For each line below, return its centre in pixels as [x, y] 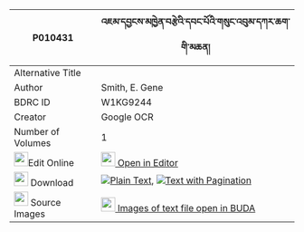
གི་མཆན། [195, 47]
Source [46, 203]
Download [52, 183]
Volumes [33, 143]
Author [28, 87]
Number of [37, 132]
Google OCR [127, 117]
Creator [30, 117]
